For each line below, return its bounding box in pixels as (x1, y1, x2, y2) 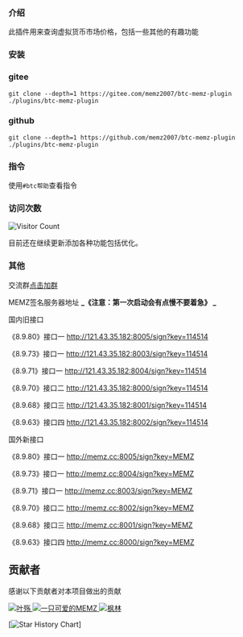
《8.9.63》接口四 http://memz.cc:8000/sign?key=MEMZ (8, 537, 195, 547)
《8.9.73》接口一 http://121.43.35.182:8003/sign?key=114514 (8, 348, 208, 358)
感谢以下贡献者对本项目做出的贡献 (8, 586, 121, 596)
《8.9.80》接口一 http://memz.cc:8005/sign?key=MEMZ (8, 452, 195, 461)
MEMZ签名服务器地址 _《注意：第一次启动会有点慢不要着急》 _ (8, 297, 217, 307)
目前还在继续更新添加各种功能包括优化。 (8, 238, 142, 248)
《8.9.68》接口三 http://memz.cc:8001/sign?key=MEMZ (8, 520, 193, 530)
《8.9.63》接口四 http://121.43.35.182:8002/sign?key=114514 (8, 417, 209, 427)
